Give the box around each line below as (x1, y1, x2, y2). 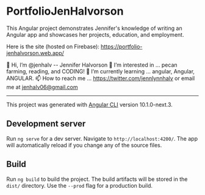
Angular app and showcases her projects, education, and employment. (6, 31, 184, 38)
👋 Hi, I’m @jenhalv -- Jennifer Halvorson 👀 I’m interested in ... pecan (6, 61, 178, 68)
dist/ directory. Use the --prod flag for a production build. (6, 182, 153, 189)
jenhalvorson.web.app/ (6, 49, 64, 56)
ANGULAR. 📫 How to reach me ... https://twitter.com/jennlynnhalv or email (6, 75, 195, 82)
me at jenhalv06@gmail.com (6, 83, 78, 90)
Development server (6, 119, 86, 129)
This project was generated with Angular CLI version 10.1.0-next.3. (6, 101, 173, 108)
